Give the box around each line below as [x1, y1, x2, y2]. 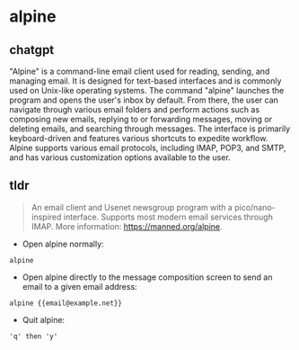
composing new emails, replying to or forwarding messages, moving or [9, 114, 272, 124]
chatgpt [9, 42, 55, 58]
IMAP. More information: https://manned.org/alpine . [31, 220, 223, 231]
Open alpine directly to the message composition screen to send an [22, 272, 273, 283]
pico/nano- [234, 202, 276, 212]
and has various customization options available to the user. [9, 152, 231, 163]
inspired [31, 211, 62, 222]
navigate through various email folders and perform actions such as [9, 104, 260, 114]
